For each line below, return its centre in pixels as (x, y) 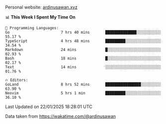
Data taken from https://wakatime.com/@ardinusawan (60, 116)
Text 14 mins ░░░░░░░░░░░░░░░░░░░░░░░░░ (83, 67)
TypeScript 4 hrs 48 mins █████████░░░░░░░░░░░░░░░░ (83, 41)
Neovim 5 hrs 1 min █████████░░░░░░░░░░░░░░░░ (83, 93)
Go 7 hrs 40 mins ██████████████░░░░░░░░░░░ (83, 32)
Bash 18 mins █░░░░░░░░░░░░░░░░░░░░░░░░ (83, 59)
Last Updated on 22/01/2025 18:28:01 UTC (49, 107)
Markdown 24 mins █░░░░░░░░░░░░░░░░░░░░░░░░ (83, 50)
